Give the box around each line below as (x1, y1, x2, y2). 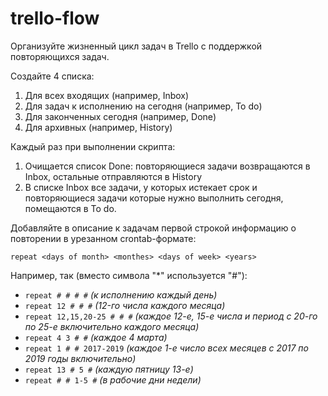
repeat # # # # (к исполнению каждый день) (24, 288, 218, 301)
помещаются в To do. (24, 202, 117, 214)
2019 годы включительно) (24, 352, 137, 364)
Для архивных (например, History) (24, 121, 173, 133)
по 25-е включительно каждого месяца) (24, 320, 200, 332)
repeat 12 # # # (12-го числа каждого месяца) (24, 299, 226, 311)
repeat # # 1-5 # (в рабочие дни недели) (24, 373, 202, 386)
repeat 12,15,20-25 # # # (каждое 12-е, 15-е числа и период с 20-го (24, 310, 318, 322)
